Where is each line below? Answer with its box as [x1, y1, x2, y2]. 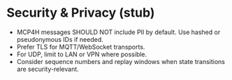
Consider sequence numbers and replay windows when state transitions [16, 57, 225, 65]
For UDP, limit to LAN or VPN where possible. [16, 50, 147, 58]
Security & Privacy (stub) [6, 5, 155, 21]
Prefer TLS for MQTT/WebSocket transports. [16, 42, 145, 51]
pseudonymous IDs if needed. [16, 35, 103, 43]
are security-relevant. [16, 65, 80, 73]
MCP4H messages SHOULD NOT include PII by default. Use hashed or [16, 28, 221, 36]
